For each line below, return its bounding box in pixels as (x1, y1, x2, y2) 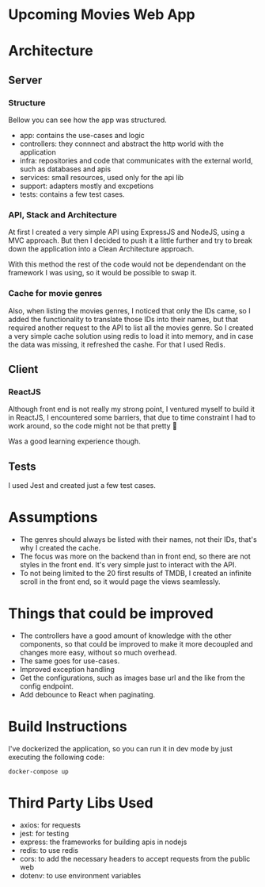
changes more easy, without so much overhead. (19, 648, 177, 658)
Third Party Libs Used (8, 794, 153, 812)
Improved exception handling (19, 665, 115, 674)
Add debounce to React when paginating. (19, 690, 156, 700)
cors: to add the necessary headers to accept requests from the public (19, 854, 251, 863)
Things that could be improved (8, 605, 214, 623)
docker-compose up (8, 767, 69, 775)
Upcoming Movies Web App (8, 6, 195, 24)
